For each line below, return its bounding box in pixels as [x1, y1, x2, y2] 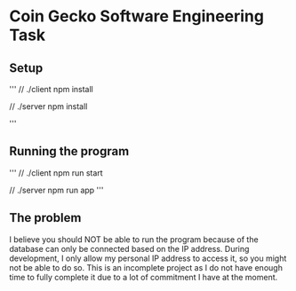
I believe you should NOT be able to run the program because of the [9, 233, 260, 245]
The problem [9, 210, 82, 225]
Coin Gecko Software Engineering [9, 6, 265, 27]
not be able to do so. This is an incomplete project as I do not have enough [9, 262, 283, 272]
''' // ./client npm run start [9, 167, 104, 178]
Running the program [9, 144, 130, 159]
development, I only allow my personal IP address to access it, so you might [9, 253, 287, 263]
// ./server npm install [9, 101, 88, 112]
